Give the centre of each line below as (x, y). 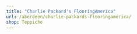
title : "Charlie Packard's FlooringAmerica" (61, 11)
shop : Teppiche (24, 22)
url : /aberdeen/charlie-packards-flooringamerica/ (69, 17)
